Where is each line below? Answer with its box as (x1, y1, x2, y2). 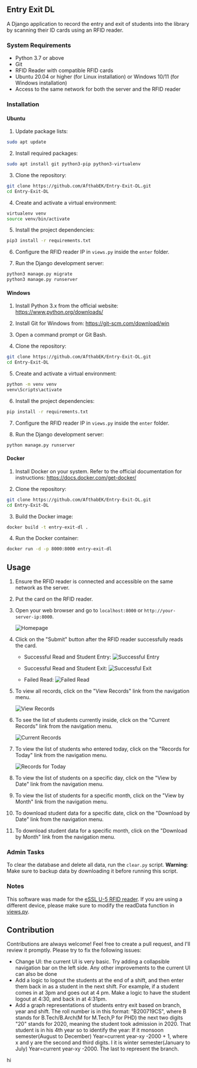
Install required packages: (15, 150, 78, 157)
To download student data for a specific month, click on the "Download (15, 827, 188, 835)
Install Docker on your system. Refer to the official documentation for (15, 467, 182, 474)
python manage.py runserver (6, 442, 76, 448)
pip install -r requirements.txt (6, 409, 89, 415)
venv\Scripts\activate (6, 386, 62, 392)
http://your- (144, 608, 176, 614)
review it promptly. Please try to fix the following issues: (6, 947, 142, 954)
